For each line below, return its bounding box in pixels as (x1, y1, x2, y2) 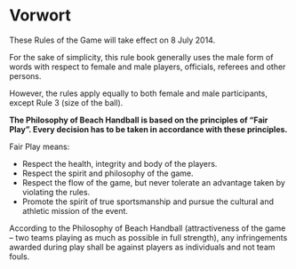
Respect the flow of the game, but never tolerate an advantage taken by (21, 177, 286, 187)
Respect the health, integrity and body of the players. (21, 158, 218, 169)
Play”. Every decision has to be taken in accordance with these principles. (9, 123, 288, 134)
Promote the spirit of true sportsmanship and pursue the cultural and (21, 196, 274, 207)
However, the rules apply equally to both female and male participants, (9, 88, 268, 99)
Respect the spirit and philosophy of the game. (21, 168, 194, 178)
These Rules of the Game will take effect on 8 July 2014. (9, 35, 216, 45)
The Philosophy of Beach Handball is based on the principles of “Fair (9, 115, 268, 125)
